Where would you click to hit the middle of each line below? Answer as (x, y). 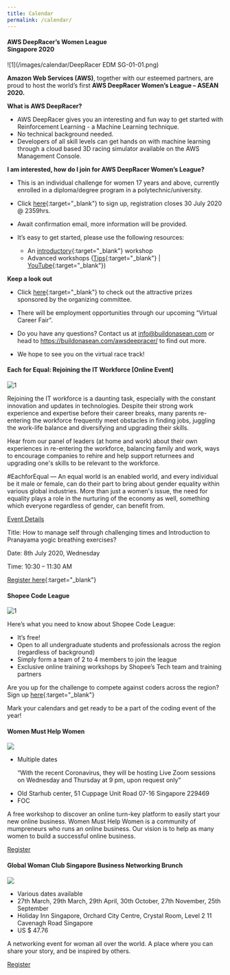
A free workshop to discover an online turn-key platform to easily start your (114, 814)
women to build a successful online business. (71, 836)
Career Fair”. (35, 320)
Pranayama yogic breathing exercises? (62, 540)
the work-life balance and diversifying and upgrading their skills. (98, 427)
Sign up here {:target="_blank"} (51, 695)
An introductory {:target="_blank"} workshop (90, 250)
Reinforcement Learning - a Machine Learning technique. (98, 126)
